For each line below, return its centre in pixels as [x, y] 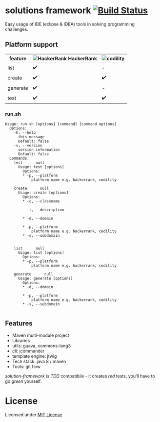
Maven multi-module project [40, 335]
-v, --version [28, 146]
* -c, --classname [41, 201]
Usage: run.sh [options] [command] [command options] [61, 124]
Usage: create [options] [43, 193]
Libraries [21, 340]
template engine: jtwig [34, 356]
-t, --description [45, 210]
